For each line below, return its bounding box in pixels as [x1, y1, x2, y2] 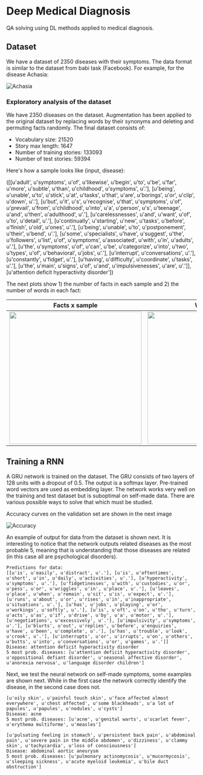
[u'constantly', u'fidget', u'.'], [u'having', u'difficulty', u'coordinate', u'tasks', [6, 256, 193, 263]
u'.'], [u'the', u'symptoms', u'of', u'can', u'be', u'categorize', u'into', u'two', [6, 243, 189, 250]
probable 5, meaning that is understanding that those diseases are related [6, 546, 190, 554]
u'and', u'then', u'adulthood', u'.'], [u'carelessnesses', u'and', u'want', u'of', [6, 211, 192, 218]
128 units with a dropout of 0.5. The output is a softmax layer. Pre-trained [6, 479, 188, 486]
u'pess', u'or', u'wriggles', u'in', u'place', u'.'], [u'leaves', [6, 586, 180, 592]
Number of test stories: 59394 [14, 155, 91, 163]
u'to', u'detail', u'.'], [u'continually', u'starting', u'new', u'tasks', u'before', [6, 217, 185, 224]
